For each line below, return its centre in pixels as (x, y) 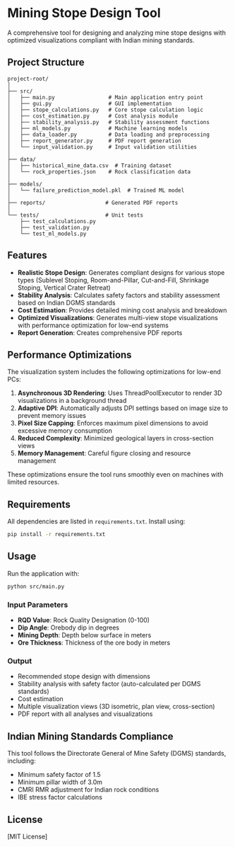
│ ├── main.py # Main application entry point (105, 97)
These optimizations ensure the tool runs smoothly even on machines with (115, 474)
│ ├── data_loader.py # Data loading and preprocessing (109, 135)
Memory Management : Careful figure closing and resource (104, 453)
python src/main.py (36, 586)
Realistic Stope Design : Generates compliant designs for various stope (121, 272)
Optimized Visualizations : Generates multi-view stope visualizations (118, 317)
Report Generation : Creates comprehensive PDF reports (100, 332)
